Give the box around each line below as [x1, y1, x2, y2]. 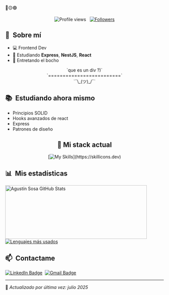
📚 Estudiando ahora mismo [5, 94, 95, 102]
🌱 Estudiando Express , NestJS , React [12, 52, 92, 58]
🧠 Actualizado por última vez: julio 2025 [5, 284, 89, 290]
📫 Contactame [5, 254, 55, 262]
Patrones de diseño [12, 126, 53, 132]
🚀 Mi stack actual [57, 141, 112, 149]
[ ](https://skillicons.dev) [48, 154, 121, 160]
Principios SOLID [12, 110, 48, 116]
